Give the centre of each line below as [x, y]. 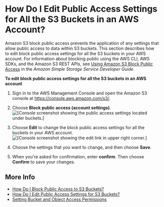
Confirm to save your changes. [44, 162]
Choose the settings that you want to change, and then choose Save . [82, 147]
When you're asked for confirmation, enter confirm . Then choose [78, 156]
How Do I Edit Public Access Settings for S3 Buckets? [66, 194]
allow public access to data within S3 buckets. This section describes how [80, 48]
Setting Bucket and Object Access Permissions [59, 199]
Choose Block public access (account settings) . [61, 108]
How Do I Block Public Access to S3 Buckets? [58, 189]
